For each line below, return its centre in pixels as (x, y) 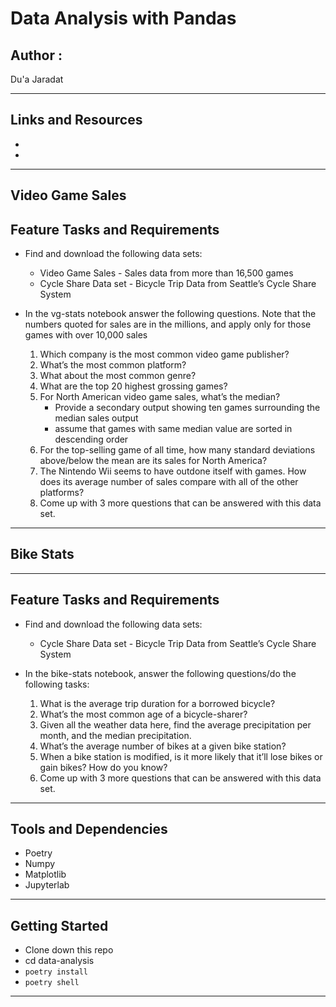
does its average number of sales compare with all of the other (169, 482)
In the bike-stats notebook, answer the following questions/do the (160, 673)
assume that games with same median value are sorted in (173, 429)
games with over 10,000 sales (86, 335)
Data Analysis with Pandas (123, 18)
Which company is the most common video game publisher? (164, 354)
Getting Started (59, 925)
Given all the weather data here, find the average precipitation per (175, 724)
